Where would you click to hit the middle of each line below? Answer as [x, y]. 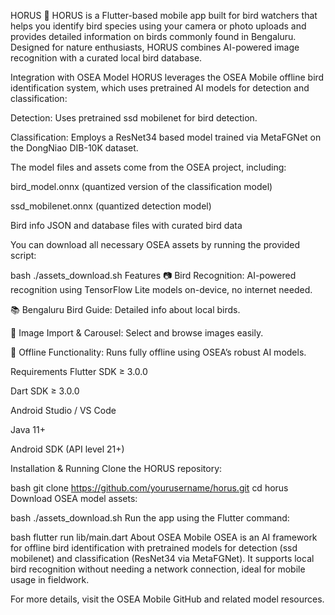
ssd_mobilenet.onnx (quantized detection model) [111, 206]
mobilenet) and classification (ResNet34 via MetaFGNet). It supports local [162, 558]
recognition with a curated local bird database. [106, 58]
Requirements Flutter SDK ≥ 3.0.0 [79, 371]
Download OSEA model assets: [74, 498]
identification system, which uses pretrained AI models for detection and [160, 88]
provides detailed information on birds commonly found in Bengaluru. [153, 36]
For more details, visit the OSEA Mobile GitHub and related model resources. [167, 599]
